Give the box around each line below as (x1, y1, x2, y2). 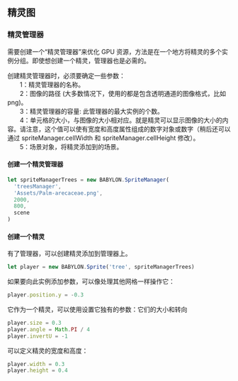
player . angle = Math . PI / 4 (7, 326, 91, 333)
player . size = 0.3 (7, 319, 62, 326)
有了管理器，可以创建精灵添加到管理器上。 (7, 249, 132, 258)
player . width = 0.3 (7, 360, 65, 367)
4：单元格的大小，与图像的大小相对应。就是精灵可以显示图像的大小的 (20, 116, 223, 124)
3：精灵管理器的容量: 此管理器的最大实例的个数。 (20, 107, 164, 115)
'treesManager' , (13, 183, 62, 190)
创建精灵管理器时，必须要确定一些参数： (7, 71, 125, 80)
